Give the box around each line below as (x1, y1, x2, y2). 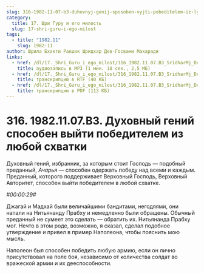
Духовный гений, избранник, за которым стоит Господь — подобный (6, 160, 186, 167)
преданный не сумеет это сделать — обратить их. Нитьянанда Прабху (6, 215, 191, 223)
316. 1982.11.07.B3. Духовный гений (6, 114, 194, 128)
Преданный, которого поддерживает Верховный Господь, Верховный (6, 172, 188, 180)
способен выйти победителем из (6, 127, 184, 141)
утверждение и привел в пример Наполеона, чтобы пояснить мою (6, 228, 180, 235)
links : (6, 54, 23, 60)
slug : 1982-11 (17, 43, 53, 49)
